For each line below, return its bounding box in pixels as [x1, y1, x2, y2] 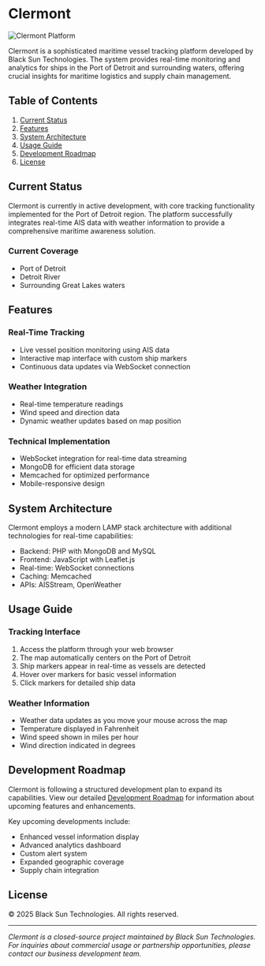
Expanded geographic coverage [19, 857, 125, 867]
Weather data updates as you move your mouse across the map [19, 715, 228, 724]
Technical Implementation [8, 436, 110, 447]
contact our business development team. [8, 949, 142, 958]
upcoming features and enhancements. [8, 801, 136, 811]
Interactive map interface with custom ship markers [19, 353, 188, 363]
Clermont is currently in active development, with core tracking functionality [8, 200, 255, 210]
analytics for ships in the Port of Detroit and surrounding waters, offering [8, 62, 244, 72]
